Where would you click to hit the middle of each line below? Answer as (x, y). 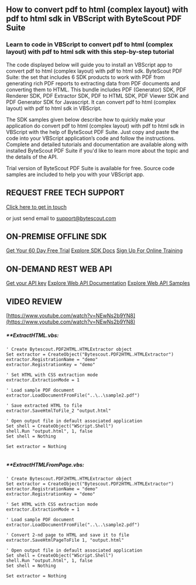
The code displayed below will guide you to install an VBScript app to (89, 64)
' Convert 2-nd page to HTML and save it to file (68, 535)
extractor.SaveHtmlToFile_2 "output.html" (59, 411)
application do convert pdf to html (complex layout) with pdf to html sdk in (95, 126)
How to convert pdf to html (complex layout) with (97, 10)
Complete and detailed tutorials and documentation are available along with (97, 144)
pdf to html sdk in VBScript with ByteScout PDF (94, 19)
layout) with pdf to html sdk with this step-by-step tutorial (90, 52)
